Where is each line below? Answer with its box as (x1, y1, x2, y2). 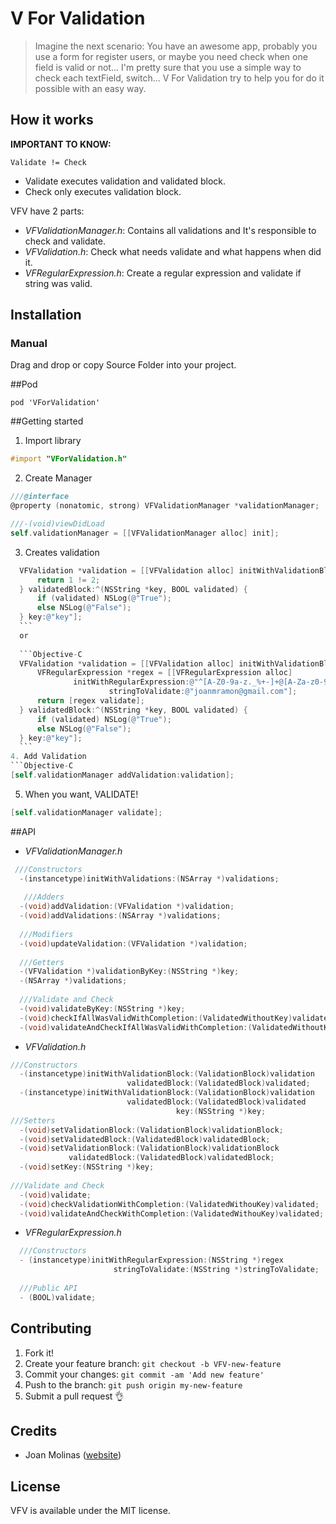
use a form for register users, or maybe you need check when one (34, 50, 308, 62)
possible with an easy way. (34, 82, 147, 94)
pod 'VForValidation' (10, 398, 101, 408)
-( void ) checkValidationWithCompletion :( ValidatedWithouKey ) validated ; (19, 1199, 320, 1209)
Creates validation (24, 546, 100, 558)
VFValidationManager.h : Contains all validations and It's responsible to (24, 224, 317, 236)
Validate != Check (10, 157, 87, 167)
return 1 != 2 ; (36, 575, 101, 585)
